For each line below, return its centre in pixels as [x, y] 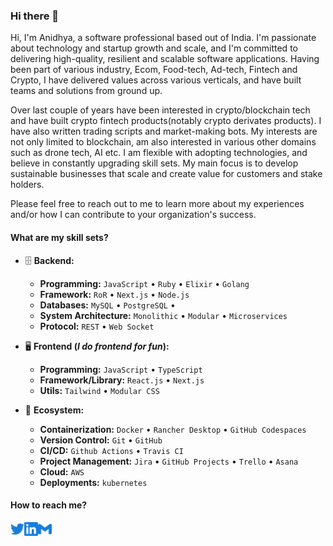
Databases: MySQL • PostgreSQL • [107, 305]
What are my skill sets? [59, 237]
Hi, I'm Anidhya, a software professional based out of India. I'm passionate [163, 38]
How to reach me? [49, 505]
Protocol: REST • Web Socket [97, 326]
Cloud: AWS [62, 471]
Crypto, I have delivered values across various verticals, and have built [156, 80]
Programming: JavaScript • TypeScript [121, 369]
